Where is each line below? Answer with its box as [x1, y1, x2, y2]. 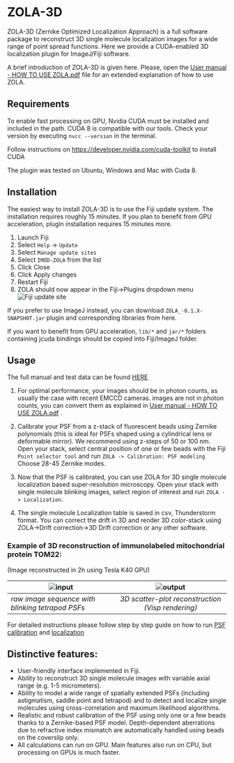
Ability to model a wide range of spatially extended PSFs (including [17, 689, 210, 697]
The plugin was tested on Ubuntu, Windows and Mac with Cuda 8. [7, 165, 197, 175]
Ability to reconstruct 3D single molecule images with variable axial [17, 674, 210, 683]
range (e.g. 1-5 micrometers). [17, 681, 102, 690]
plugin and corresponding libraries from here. [46, 313, 177, 322]
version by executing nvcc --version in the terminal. [7, 131, 157, 140]
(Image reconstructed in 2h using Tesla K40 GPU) [7, 565, 150, 574]
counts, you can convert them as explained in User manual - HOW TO [17, 401, 218, 410]
